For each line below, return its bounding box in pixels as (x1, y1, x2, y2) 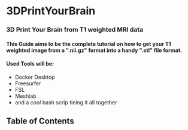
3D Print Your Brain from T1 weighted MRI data (6, 26, 144, 34)
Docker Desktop (14, 73, 55, 81)
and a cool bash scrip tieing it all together (14, 98, 117, 106)
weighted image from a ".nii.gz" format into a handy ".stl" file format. (6, 47, 183, 54)
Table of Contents (6, 116, 75, 126)
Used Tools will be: (6, 60, 54, 67)
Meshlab (14, 92, 37, 100)
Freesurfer (14, 79, 41, 87)
